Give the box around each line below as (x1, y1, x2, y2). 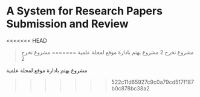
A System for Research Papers (6, 4, 163, 18)
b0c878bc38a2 (111, 84, 150, 92)
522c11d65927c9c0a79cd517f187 (111, 78, 195, 86)
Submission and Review (6, 17, 129, 31)
